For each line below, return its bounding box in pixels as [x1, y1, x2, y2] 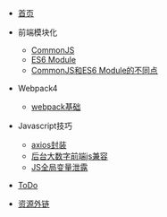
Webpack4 [17, 83, 58, 93]
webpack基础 [30, 101, 81, 112]
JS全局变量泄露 [30, 162, 88, 172]
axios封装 [30, 140, 67, 150]
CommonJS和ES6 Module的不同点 [30, 65, 158, 75]
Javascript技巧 [17, 120, 73, 131]
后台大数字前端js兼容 [30, 151, 109, 161]
